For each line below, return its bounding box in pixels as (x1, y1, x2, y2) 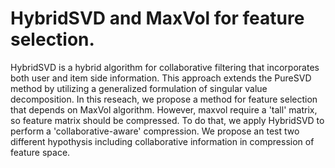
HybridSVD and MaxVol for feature (10, 7, 305, 30)
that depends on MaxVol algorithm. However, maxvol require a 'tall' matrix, (10, 103, 318, 116)
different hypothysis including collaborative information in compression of (10, 135, 315, 147)
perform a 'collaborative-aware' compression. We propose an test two (10, 125, 300, 137)
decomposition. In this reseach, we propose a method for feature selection (10, 93, 318, 105)
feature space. (10, 146, 71, 158)
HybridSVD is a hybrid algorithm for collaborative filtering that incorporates (10, 61, 320, 73)
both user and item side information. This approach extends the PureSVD (10, 72, 312, 84)
